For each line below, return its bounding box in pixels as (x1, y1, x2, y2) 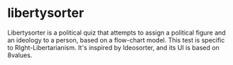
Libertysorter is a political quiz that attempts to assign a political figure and (7, 28, 226, 37)
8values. (7, 51, 33, 59)
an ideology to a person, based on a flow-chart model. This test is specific (7, 35, 225, 44)
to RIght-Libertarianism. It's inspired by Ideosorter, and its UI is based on (7, 43, 220, 52)
